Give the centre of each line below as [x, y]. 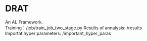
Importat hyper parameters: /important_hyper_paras [58, 33]
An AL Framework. [24, 22]
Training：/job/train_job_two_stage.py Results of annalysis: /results [73, 28]
